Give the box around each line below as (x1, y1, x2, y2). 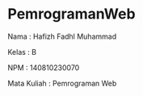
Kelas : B (7, 47, 37, 56)
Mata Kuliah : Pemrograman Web (7, 78, 117, 88)
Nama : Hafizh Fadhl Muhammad (7, 31, 117, 41)
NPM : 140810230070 (7, 62, 80, 73)
